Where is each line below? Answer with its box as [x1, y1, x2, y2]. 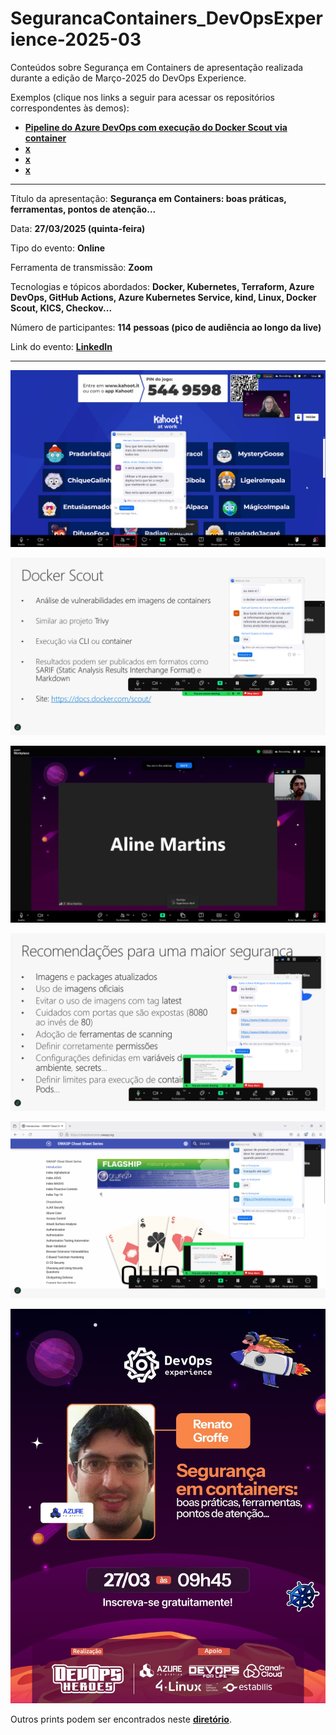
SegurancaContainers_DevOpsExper [10, 7, 323, 30]
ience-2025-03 [10, 28, 142, 51]
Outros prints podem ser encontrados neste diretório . [10, 1713, 232, 1725]
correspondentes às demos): [10, 102, 130, 114]
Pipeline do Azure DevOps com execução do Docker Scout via [24, 121, 288, 133]
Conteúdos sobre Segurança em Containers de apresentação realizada [10, 61, 304, 73]
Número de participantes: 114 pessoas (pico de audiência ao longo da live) [10, 321, 322, 333]
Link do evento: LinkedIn [10, 340, 113, 352]
